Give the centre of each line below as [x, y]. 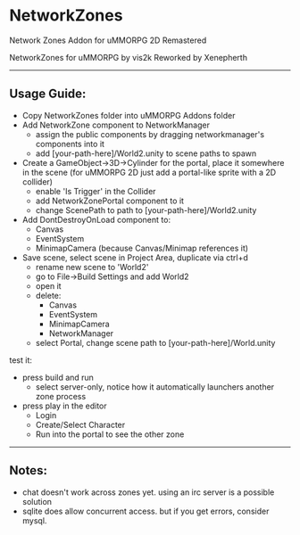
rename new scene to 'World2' [92, 267]
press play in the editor [64, 406]
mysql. [34, 520]
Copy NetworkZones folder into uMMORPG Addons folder [129, 115]
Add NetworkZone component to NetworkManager [116, 125]
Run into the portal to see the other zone [110, 434]
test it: [21, 360]
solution [37, 501]
